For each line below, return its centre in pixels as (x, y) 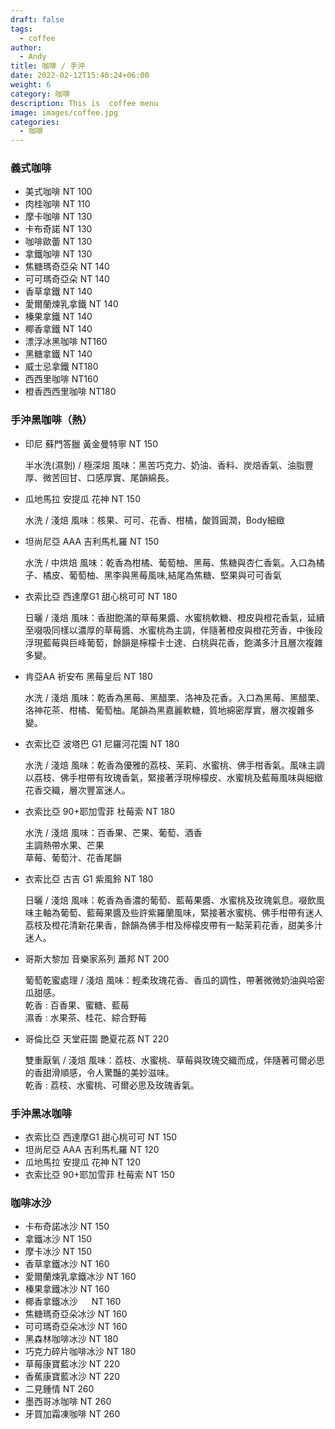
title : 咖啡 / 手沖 (48, 66)
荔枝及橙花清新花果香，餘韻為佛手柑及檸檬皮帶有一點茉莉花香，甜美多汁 (173, 925)
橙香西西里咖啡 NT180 (70, 392)
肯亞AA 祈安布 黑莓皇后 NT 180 (88, 676)
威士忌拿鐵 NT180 (61, 367)
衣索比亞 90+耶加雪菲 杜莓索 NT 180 (100, 811)
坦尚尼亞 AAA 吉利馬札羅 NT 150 (92, 541)
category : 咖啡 (40, 94)
